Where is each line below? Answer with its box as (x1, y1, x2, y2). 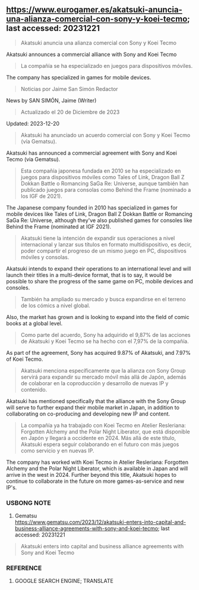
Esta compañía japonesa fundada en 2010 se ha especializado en (20, 167, 181, 174)
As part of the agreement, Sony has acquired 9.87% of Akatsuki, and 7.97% (6, 349, 191, 356)
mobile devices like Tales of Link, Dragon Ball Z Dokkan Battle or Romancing (6, 210, 193, 217)
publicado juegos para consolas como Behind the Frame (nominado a (20, 186, 191, 193)
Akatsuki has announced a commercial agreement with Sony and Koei (6, 149, 177, 157)
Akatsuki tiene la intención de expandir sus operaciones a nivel (20, 235, 175, 242)
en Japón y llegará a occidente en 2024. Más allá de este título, (20, 434, 176, 441)
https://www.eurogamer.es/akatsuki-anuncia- (6, 5, 182, 15)
